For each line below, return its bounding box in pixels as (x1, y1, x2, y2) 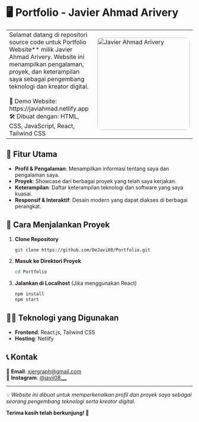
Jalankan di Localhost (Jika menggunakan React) (14, 280, 137, 287)
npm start (14, 297, 40, 303)
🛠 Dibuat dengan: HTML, (9, 112, 79, 120)
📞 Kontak (6, 352, 38, 362)
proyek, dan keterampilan (9, 67, 80, 76)
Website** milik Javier (9, 45, 73, 53)
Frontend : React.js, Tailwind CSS (14, 329, 96, 336)
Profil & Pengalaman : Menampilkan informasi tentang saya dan (14, 165, 169, 172)
